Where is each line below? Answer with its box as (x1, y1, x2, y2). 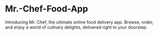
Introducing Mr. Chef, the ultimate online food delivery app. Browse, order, (5, 19, 154, 25)
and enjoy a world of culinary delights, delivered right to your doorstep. (5, 24, 148, 30)
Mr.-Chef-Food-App (5, 3, 88, 14)
